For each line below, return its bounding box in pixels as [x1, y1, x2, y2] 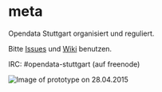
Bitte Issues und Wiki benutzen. [8, 44, 113, 53]
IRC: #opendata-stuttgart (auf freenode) [8, 59, 140, 69]
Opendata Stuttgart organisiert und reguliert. [8, 29, 155, 38]
